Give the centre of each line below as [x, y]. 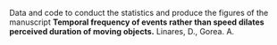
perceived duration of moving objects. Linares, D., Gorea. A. [122, 31]
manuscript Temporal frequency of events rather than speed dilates [137, 22]
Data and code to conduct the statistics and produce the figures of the [139, 13]
